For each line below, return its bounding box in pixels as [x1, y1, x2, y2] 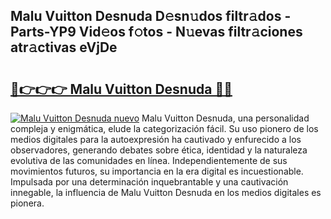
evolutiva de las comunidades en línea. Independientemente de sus [10, 155, 288, 166]
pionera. [10, 197, 45, 209]
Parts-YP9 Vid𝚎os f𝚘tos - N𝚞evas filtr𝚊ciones [10, 24, 303, 41]
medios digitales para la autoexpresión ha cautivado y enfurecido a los [10, 134, 302, 145]
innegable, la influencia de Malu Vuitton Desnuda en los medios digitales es [10, 187, 322, 198]
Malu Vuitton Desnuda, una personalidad [141, 112, 310, 124]
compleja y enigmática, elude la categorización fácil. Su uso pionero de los [10, 123, 319, 134]
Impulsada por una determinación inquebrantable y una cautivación [10, 176, 289, 188]
